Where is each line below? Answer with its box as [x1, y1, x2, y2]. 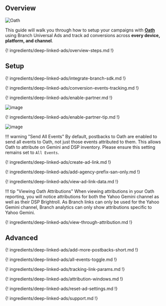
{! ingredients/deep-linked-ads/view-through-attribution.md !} [5, 219, 133, 225]
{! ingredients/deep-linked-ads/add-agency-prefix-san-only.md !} [5, 169, 141, 175]
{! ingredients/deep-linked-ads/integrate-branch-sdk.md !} [5, 75, 126, 81]
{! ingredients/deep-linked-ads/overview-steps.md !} [5, 47, 114, 53]
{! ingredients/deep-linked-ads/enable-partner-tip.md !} [5, 114, 120, 120]
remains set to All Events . [5, 149, 59, 155]
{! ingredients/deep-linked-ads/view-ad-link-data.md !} [5, 178, 119, 184]
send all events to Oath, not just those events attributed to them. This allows [5, 139, 161, 145]
